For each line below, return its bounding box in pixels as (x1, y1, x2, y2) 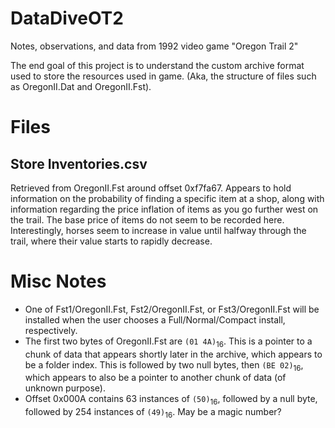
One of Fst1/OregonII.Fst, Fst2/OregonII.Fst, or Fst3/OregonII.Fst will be (24, 303, 320, 315)
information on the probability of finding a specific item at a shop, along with (10, 192, 325, 204)
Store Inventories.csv (10, 155, 148, 172)
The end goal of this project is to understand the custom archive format (10, 59, 305, 71)
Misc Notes (10, 270, 107, 293)
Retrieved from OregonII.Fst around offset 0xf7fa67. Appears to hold (10, 182, 292, 194)
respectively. (24, 324, 78, 336)
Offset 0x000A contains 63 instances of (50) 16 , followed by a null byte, (24, 393, 318, 407)
